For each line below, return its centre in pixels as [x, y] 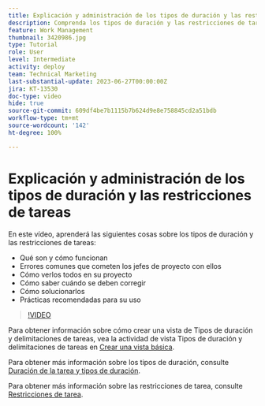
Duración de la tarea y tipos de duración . [74, 371]
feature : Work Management [50, 30]
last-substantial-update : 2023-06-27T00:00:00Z [88, 81]
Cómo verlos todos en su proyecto [76, 274]
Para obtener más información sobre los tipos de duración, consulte [119, 362]
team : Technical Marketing [52, 74]
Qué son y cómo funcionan [63, 258]
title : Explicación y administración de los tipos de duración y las [125, 15]
